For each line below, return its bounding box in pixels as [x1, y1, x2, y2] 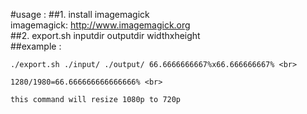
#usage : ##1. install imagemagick [10, 9, 150, 20]
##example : [10, 40, 62, 52]
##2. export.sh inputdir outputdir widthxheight [10, 30, 201, 41]
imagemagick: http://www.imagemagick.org [10, 19, 191, 31]
